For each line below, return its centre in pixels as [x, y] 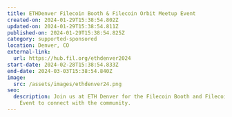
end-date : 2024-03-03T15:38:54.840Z [60, 71]
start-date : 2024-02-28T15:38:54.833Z [63, 65]
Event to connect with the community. [75, 103]
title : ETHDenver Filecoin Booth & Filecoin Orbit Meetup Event [101, 13]
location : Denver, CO [38, 45]
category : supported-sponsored [52, 39]
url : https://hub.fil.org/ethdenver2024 [72, 58]
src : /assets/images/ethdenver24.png [68, 84]
